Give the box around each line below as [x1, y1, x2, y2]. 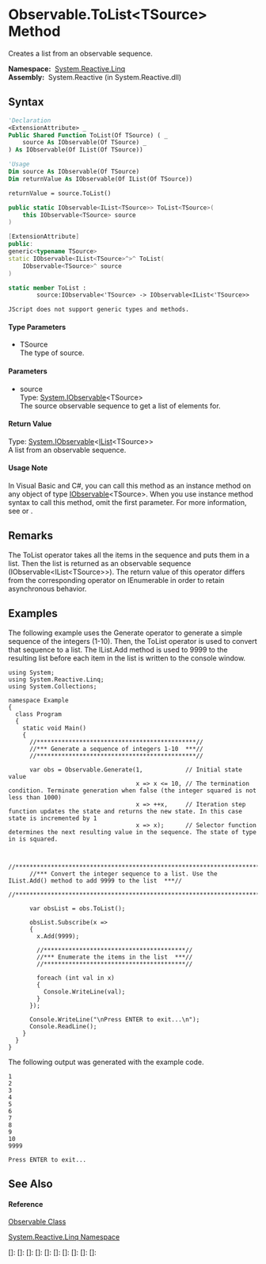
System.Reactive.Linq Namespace [8, 1232, 120, 1242]
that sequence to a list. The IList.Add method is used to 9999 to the [8, 645, 228, 654]
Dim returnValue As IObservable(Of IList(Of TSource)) [8, 174, 193, 183]
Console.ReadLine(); [28, 1022, 97, 1030]
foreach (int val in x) [36, 974, 115, 982]
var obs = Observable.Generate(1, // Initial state [28, 765, 243, 774]
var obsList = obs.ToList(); [28, 904, 126, 913]
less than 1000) [8, 793, 62, 802]
